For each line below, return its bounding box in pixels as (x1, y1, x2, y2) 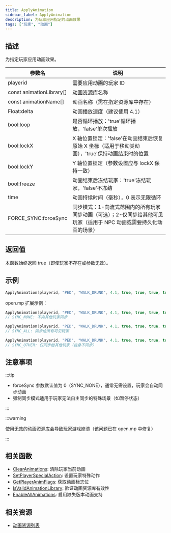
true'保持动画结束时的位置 (86, 150, 149, 157)
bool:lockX (8, 142, 34, 149)
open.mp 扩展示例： (5, 300, 48, 306)
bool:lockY (8, 163, 34, 171)
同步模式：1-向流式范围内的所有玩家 (72, 204, 161, 211)
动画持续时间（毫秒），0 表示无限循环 (72, 194, 161, 201)
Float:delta (8, 108, 34, 115)
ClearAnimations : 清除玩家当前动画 (12, 466, 85, 472)
